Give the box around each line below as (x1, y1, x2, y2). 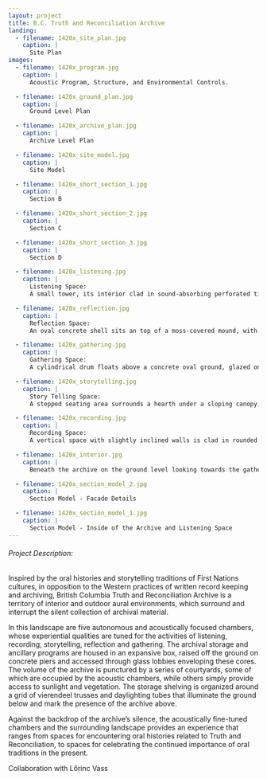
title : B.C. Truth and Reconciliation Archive (8, 19, 165, 27)
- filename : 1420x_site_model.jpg (15, 151, 130, 159)
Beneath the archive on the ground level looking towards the (29, 465, 240, 474)
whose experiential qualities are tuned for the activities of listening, (8, 631, 228, 640)
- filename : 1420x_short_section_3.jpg (15, 238, 148, 247)
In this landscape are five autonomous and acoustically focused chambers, (8, 622, 254, 632)
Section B (29, 195, 62, 203)
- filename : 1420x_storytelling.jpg (15, 378, 137, 386)
